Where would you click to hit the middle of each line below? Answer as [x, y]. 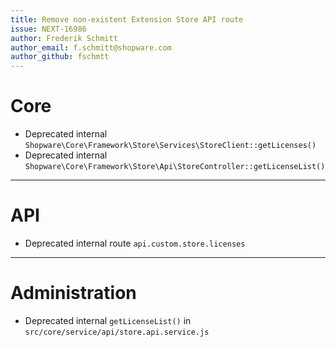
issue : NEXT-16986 [48, 29]
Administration [73, 293]
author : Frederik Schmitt [64, 38]
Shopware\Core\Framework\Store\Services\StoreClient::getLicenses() [170, 146]
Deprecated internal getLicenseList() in [108, 320]
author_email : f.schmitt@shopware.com [91, 47]
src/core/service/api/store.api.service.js [117, 332]
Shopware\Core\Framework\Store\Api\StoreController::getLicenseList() [175, 167]
